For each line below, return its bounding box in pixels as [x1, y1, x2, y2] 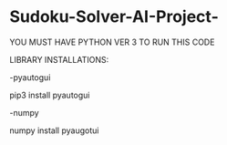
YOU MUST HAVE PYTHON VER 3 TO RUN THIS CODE [9, 36, 215, 47]
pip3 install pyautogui [9, 89, 90, 100]
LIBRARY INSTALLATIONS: [9, 54, 109, 65]
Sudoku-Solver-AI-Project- [9, 6, 219, 27]
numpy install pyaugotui [9, 125, 99, 136]
